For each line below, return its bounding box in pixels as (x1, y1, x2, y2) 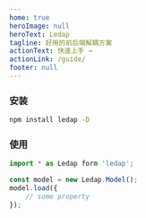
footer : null (9, 64, 58, 73)
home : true (9, 13, 50, 22)
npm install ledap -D (9, 116, 90, 125)
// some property (25, 192, 90, 201)
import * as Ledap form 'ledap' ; (9, 159, 134, 169)
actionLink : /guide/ (9, 55, 87, 64)
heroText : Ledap (9, 30, 70, 39)
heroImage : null (9, 22, 70, 31)
